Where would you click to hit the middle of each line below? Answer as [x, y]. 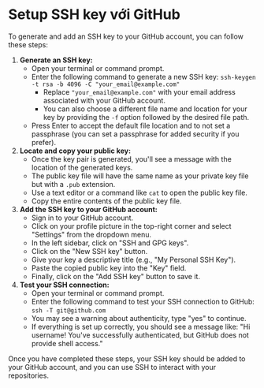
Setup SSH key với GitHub [95, 15]
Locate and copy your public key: [75, 151]
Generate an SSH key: [56, 60]
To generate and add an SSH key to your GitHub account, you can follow [126, 36]
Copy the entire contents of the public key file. [106, 201]
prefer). [44, 142]
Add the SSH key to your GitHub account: [88, 209]
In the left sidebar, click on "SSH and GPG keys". [110, 243]
